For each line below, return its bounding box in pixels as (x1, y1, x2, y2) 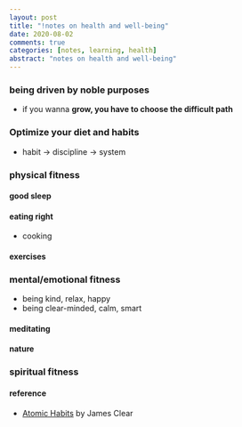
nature (9, 343, 35, 354)
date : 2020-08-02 (9, 29, 74, 38)
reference (9, 388, 47, 399)
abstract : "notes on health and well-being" (9, 54, 177, 63)
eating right (9, 211, 53, 222)
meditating (9, 323, 51, 334)
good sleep (9, 190, 52, 201)
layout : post (9, 12, 58, 22)
